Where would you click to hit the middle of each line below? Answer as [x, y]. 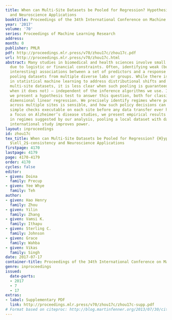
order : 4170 [18, 162]
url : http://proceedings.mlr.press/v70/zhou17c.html [63, 58]
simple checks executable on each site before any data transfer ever [87, 110]
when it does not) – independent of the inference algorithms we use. [87, 91]
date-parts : [23, 276]
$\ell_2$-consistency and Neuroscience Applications [67, 143]
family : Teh [23, 191]
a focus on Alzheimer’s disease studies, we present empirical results [88, 115]
